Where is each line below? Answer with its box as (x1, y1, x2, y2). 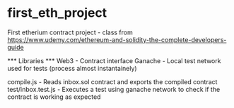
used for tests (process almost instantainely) (7, 64, 137, 72)
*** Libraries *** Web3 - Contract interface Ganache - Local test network (7, 56, 221, 65)
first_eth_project (7, 5, 107, 21)
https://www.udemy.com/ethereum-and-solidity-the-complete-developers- (7, 35, 227, 43)
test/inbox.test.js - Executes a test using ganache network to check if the (7, 85, 221, 93)
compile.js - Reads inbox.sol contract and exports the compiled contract (7, 77, 218, 86)
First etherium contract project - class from (7, 28, 133, 36)
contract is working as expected (7, 93, 101, 101)
